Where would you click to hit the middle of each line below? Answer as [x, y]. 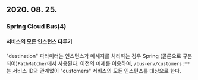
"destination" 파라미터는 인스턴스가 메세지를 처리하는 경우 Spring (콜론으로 [94, 56]
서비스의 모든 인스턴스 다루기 [39, 41]
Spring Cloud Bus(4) [36, 27]
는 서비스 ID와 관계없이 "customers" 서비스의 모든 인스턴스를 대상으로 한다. [94, 71]
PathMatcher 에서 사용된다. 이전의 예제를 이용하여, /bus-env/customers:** [104, 63]
